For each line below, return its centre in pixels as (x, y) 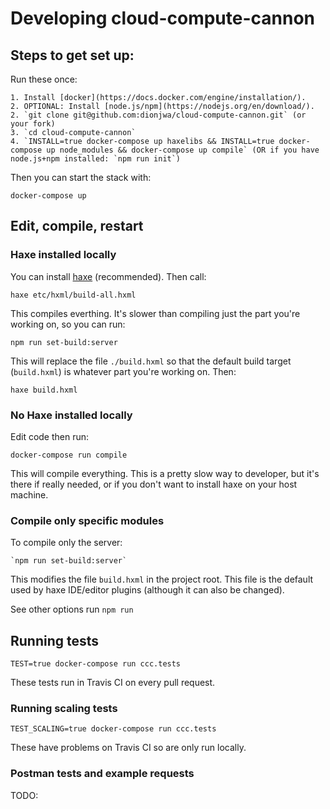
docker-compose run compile (69, 455)
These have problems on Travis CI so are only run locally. (128, 748)
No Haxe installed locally (71, 415)
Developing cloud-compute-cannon (163, 18)
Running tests (55, 640)
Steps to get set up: (72, 55)
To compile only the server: (66, 543)
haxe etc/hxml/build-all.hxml (73, 295)
